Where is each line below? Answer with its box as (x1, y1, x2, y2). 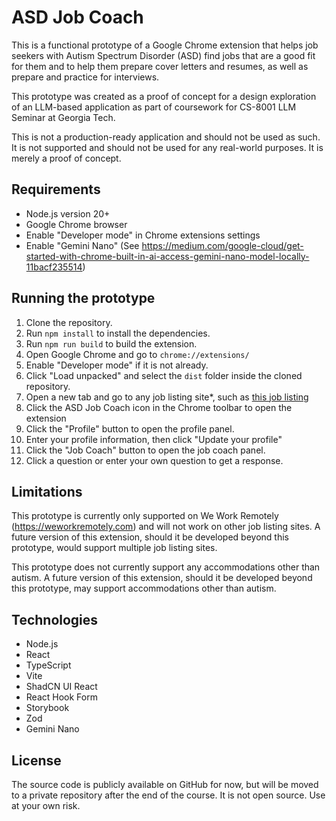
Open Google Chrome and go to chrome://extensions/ (25, 348, 250, 360)
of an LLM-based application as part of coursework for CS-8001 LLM (11, 101, 297, 113)
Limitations (11, 483, 83, 500)
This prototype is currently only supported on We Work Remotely (11, 510, 279, 522)
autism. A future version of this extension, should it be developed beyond (11, 572, 313, 584)
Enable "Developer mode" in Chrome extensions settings (25, 229, 261, 241)
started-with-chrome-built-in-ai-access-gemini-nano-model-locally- (25, 250, 310, 262)
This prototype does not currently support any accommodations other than (11, 561, 321, 573)
